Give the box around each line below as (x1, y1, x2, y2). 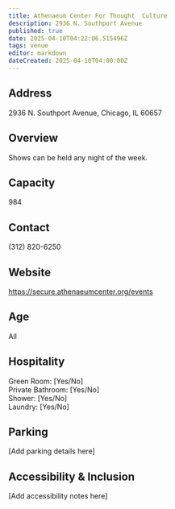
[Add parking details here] (8, 446, 95, 456)
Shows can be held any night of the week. (8, 152, 148, 162)
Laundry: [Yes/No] (8, 402, 70, 412)
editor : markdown (8, 49, 67, 57)
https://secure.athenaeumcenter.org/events (8, 287, 153, 296)
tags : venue (8, 42, 48, 50)
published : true (8, 27, 63, 35)
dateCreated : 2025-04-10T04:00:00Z (8, 57, 128, 65)
